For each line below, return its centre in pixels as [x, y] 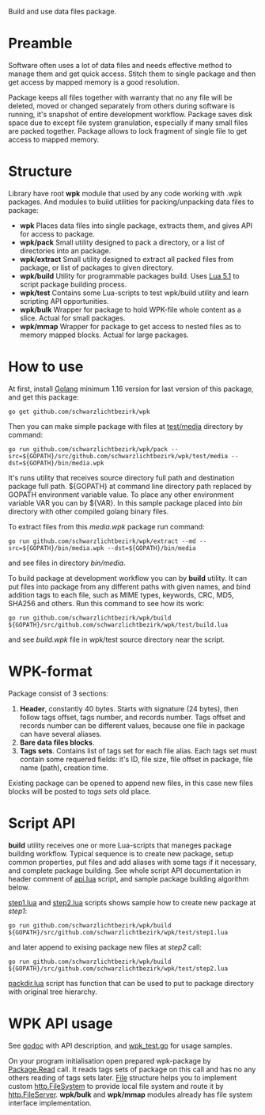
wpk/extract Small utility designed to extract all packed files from [127, 259]
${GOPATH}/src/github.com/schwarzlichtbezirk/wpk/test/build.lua [118, 624]
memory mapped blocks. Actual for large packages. [104, 335]
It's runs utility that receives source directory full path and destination [121, 477]
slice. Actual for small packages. [72, 318]
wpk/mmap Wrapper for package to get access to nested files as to [130, 326]
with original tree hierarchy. [53, 992]
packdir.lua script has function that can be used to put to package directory [131, 983]
